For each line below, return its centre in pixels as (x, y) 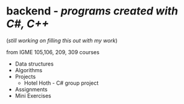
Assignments (31, 89)
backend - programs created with (92, 11)
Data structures (34, 64)
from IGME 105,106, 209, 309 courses (53, 52)
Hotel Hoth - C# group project (61, 83)
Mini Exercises (33, 96)
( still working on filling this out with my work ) (62, 40)
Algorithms (29, 70)
